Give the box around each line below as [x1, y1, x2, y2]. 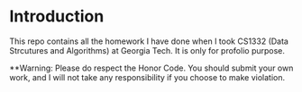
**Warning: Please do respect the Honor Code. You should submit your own [9, 63, 294, 73]
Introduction [9, 6, 105, 27]
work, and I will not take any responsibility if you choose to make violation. [9, 71, 286, 82]
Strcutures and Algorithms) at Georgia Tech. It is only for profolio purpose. [9, 45, 286, 55]
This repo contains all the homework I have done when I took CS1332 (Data [9, 36, 288, 46]
